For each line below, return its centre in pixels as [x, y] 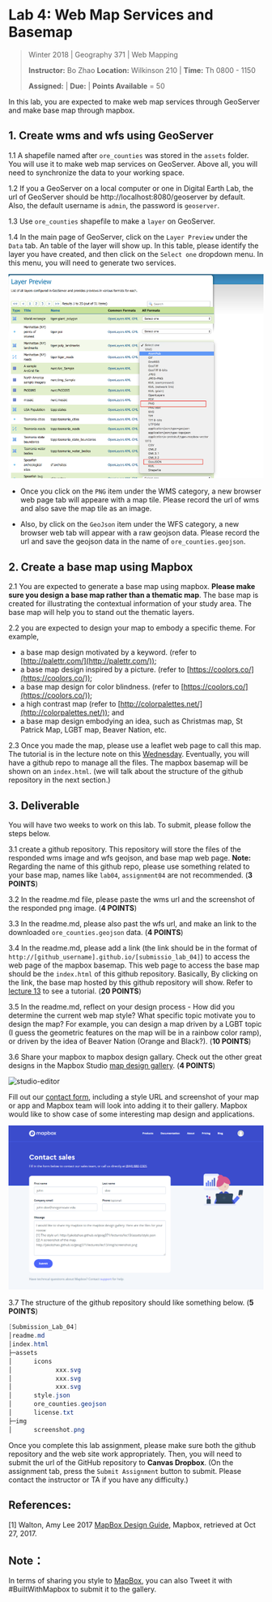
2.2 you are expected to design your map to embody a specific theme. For [132, 628]
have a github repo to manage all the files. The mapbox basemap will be [128, 763]
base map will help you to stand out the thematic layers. [101, 613]
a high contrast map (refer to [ [70, 704]
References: [40, 1505]
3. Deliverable [44, 805]
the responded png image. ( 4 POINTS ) [73, 908]
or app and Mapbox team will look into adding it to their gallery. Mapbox [128, 1105]
